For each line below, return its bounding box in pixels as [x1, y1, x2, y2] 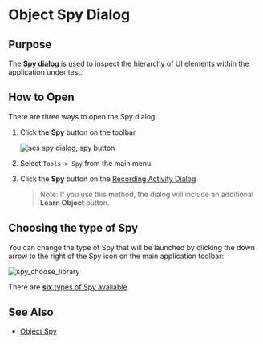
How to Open [8, 91, 75, 104]
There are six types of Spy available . [8, 282, 130, 292]
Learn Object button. [39, 198, 110, 208]
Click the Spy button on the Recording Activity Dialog [19, 174, 196, 184]
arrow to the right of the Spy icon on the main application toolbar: [8, 251, 225, 261]
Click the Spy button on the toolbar [19, 127, 136, 137]
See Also [8, 306, 54, 319]
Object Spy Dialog [8, 6, 131, 24]
